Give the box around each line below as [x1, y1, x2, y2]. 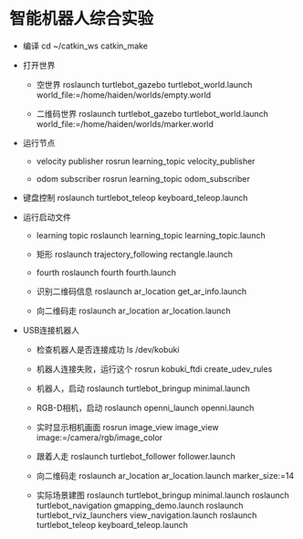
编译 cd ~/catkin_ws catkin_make [22, 40, 149, 51]
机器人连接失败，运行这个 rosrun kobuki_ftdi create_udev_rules [36, 363, 273, 375]
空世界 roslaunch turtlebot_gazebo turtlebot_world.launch [36, 79, 253, 90]
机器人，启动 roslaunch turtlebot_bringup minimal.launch [36, 383, 251, 394]
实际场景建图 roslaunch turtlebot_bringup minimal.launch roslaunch [36, 490, 290, 501]
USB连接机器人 [22, 324, 80, 335]
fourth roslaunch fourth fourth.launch [36, 267, 176, 278]
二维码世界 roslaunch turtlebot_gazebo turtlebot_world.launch [36, 108, 269, 119]
